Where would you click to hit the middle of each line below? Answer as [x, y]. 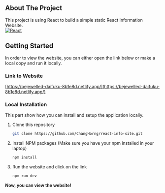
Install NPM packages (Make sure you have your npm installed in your [83, 143]
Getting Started [29, 46]
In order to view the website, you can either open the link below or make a [80, 58]
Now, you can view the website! [38, 185]
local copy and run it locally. [33, 63]
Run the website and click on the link [49, 166]
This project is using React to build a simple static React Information [74, 20]
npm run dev [24, 176]
